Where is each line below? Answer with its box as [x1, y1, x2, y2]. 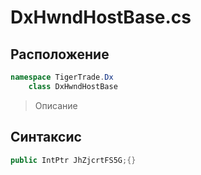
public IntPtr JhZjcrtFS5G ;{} [10, 155, 137, 165]
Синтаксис [10, 129, 82, 146]
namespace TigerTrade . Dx [10, 72, 114, 82]
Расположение [10, 46, 110, 63]
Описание [34, 99, 78, 111]
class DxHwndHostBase [28, 81, 118, 91]
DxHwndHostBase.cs [10, 6, 192, 29]
